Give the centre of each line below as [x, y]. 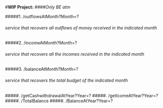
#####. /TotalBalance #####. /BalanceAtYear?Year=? [59, 101]
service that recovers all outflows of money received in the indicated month [81, 28]
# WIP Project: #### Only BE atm [38, 7]
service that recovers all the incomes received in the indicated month [75, 54]
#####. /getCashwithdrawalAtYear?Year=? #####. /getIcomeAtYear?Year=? [82, 95]
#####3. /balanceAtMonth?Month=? [42, 69]
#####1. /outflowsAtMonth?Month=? [42, 16]
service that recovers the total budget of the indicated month [66, 80]
